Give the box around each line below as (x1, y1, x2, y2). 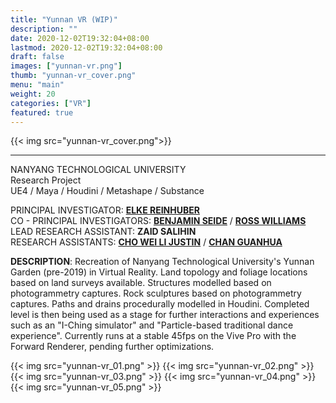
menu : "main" (10, 80, 65, 90)
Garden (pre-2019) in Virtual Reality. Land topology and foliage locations (10, 266, 308, 278)
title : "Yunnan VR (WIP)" (10, 14, 118, 25)
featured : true (10, 107, 74, 118)
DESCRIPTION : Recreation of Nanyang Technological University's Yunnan (10, 256, 315, 268)
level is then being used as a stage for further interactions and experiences (10, 309, 320, 321)
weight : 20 (10, 89, 56, 99)
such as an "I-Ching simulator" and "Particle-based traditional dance (10, 319, 294, 331)
